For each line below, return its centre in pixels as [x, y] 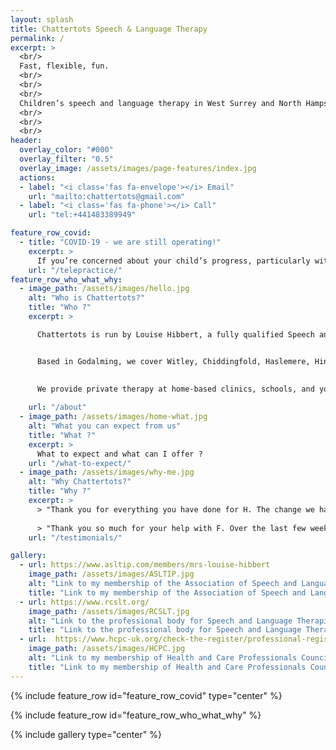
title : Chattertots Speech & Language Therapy [109, 29]
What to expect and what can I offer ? [119, 454]
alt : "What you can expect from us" [105, 426]
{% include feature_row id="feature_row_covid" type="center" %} [146, 695]
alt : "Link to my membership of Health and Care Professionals [163, 658]
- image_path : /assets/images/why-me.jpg [107, 472]
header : [26, 141]
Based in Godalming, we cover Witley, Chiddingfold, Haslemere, [173, 361]
